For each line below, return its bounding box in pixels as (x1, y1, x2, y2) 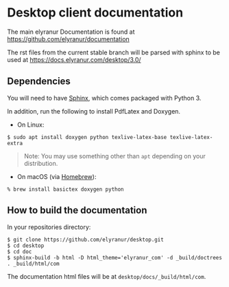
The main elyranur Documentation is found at (7, 28, 135, 36)
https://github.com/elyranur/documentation (7, 34, 130, 43)
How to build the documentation (7, 204, 147, 216)
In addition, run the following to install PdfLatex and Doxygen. (7, 107, 180, 115)
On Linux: (16, 120, 45, 129)
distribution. (23, 159, 58, 167)
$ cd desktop (7, 242, 45, 249)
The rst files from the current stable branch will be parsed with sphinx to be (7, 48, 221, 56)
